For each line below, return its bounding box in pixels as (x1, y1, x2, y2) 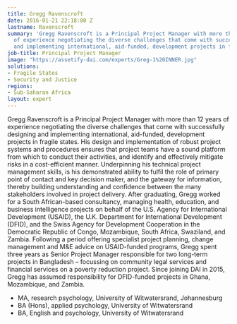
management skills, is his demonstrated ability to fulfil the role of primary (7, 167, 219, 176)
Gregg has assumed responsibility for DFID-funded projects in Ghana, (7, 272, 210, 281)
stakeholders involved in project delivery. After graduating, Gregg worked (7, 190, 221, 198)
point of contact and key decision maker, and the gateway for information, (7, 175, 222, 184)
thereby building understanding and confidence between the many (7, 183, 202, 191)
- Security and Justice (7, 76, 78, 83)
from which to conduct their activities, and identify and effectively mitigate (7, 152, 224, 161)
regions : (7, 83, 33, 90)
